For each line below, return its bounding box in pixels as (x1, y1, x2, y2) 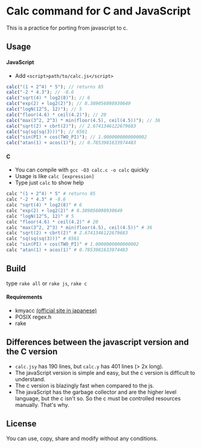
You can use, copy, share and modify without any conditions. (6, 435, 158, 442)
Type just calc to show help (14, 179, 85, 187)
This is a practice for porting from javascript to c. (6, 24, 128, 31)
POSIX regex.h (14, 313, 52, 321)
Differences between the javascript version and (6, 337, 189, 348)
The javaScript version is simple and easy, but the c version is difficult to (14, 369, 196, 376)
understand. (14, 376, 46, 383)
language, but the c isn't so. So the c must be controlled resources (14, 394, 181, 402)
